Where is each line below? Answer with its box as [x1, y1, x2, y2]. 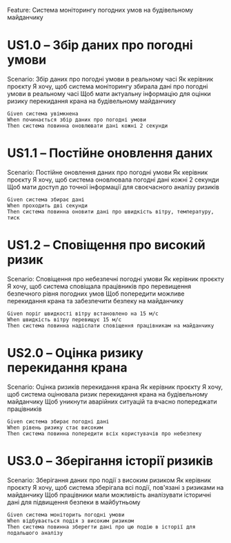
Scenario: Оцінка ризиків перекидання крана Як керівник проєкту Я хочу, [7, 383, 223, 391]
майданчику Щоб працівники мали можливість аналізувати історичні [7, 490, 212, 499]
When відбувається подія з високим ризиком [7, 517, 134, 524]
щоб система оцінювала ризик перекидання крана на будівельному [7, 390, 208, 398]
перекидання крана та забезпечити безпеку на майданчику [7, 296, 184, 305]
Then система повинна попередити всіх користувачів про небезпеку [7, 430, 202, 437]
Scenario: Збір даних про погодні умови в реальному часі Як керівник [7, 75, 214, 83]
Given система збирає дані [7, 196, 85, 203]
